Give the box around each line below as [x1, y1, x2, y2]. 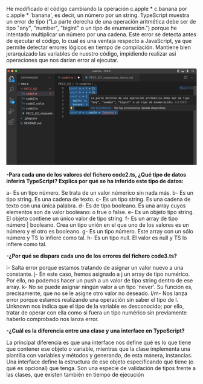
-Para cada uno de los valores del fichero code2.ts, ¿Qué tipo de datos [6, 171, 187, 178]
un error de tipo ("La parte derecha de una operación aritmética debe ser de [6, 18, 196, 25]
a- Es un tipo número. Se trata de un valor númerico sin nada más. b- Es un [6, 189, 194, 196]
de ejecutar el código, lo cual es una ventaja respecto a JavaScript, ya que [6, 37, 192, 44]
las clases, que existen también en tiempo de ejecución [6, 371, 144, 378]
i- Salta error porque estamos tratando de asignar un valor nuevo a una [6, 264, 184, 271]
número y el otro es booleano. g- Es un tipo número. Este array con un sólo [6, 227, 193, 235]
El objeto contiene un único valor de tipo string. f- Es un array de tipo [6, 215, 178, 222]
